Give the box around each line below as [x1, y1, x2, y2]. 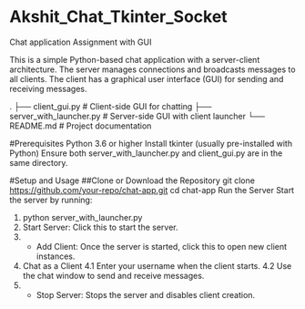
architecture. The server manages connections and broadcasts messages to [9, 64, 296, 75]
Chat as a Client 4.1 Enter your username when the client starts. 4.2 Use [22, 260, 292, 271]
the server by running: [9, 194, 93, 205]
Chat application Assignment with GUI [9, 36, 152, 47]
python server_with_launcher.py [22, 211, 143, 222]
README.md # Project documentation [9, 120, 152, 131]
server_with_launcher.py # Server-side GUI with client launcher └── [9, 110, 266, 121]
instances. [36, 251, 76, 262]
